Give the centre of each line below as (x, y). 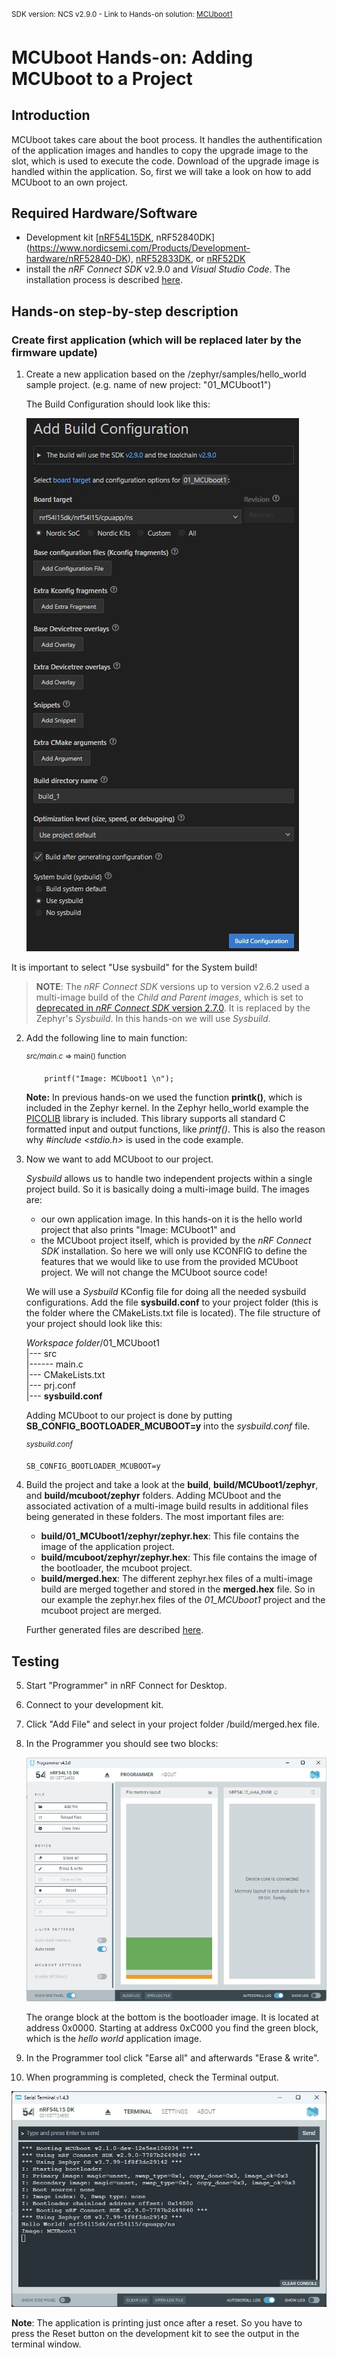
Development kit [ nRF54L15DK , (89, 237)
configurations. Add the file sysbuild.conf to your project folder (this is (172, 1302)
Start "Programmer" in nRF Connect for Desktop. (126, 1686)
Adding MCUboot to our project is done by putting (129, 1415)
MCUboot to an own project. (69, 182)
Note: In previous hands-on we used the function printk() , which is (164, 1097)
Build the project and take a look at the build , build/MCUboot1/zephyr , (172, 1485)
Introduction (51, 115)
